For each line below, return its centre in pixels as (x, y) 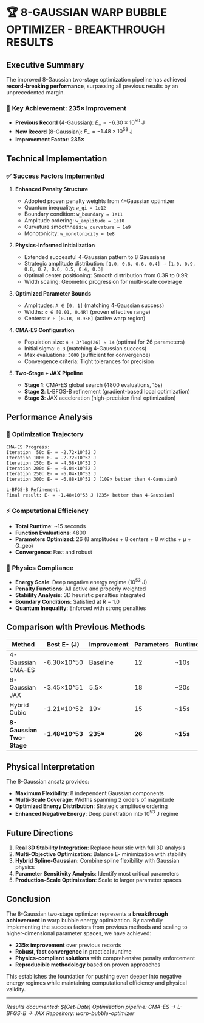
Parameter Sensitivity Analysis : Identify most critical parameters (97, 873)
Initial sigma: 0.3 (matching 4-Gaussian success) (85, 348)
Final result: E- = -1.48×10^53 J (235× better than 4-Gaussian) (90, 495)
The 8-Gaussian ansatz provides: (48, 782)
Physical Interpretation (51, 767)
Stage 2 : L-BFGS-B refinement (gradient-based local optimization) (107, 391)
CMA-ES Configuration (45, 330)
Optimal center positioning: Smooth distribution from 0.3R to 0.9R (106, 275)
